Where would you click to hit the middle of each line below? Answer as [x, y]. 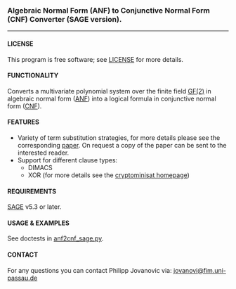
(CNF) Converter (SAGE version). [65, 19]
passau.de [22, 278]
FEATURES [24, 122]
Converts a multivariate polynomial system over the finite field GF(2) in [110, 91]
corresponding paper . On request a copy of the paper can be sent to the [122, 145]
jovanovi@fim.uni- [200, 270]
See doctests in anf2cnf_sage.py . [55, 238]
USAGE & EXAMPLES [39, 223]
